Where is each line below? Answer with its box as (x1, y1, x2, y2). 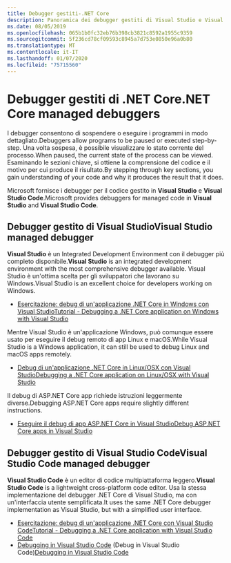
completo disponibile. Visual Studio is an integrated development (7, 257, 192, 266)
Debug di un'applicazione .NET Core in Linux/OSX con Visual (17, 363, 191, 372)
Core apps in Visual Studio (17, 427, 93, 435)
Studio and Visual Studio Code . (7, 201, 99, 209)
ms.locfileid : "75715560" (7, 61, 81, 68)
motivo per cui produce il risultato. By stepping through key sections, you (7, 165, 214, 173)
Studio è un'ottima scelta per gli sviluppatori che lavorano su (7, 272, 179, 280)
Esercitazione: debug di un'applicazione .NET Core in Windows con (17, 300, 209, 308)
